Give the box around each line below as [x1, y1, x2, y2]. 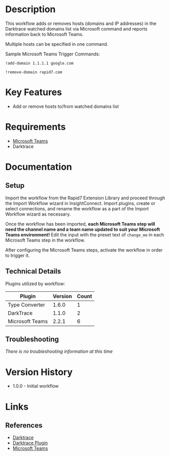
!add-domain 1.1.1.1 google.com [5, 60, 74, 66]
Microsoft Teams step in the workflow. [5, 237, 85, 243]
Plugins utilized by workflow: [5, 281, 65, 287]
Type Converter [8, 301, 45, 308]
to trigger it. [5, 252, 30, 258]
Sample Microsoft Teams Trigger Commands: [5, 51, 100, 57]
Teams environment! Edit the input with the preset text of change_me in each [5, 231, 164, 237]
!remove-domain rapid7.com [5, 70, 62, 75]
